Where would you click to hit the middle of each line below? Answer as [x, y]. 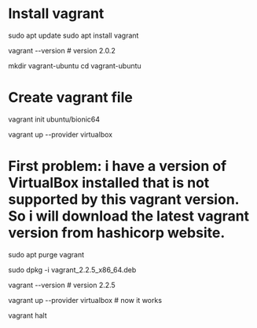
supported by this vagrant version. [124, 200]
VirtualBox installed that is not [109, 183]
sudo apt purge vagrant [46, 254]
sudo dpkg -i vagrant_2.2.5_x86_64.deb [72, 270]
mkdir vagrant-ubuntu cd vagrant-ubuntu [75, 66]
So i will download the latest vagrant [129, 216]
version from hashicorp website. [117, 233]
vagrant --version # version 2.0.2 [62, 50]
